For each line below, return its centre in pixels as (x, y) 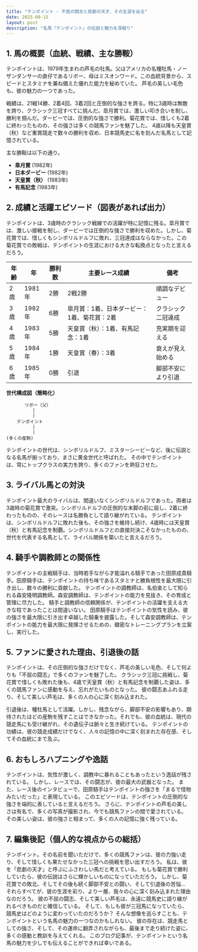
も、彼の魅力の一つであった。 (42, 91)
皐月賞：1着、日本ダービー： (108, 308)
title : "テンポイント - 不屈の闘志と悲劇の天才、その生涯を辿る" (77, 11)
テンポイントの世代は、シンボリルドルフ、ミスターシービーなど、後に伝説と (99, 450)
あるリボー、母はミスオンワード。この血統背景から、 (122, 76)
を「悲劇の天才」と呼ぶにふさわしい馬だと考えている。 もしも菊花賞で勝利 (97, 869)
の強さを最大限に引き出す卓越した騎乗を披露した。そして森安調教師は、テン (99, 617)
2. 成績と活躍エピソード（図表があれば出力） (88, 208)
